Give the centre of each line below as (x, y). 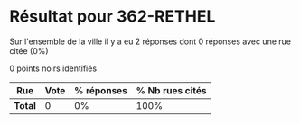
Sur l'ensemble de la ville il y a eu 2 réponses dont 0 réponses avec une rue (150, 41)
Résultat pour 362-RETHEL (112, 17)
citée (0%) (29, 50)
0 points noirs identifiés (53, 68)
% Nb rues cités (171, 90)
